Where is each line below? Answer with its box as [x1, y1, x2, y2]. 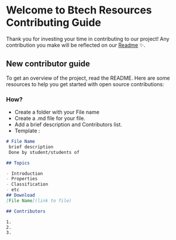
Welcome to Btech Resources [6, 4, 152, 17]
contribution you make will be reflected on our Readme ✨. [6, 42, 146, 49]
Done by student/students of [8, 149, 80, 155]
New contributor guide [6, 59, 91, 69]
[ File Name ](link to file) [6, 197, 72, 204]
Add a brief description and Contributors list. [14, 121, 123, 128]
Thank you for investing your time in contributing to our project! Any [6, 35, 170, 42]
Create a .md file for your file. [14, 115, 86, 122]
